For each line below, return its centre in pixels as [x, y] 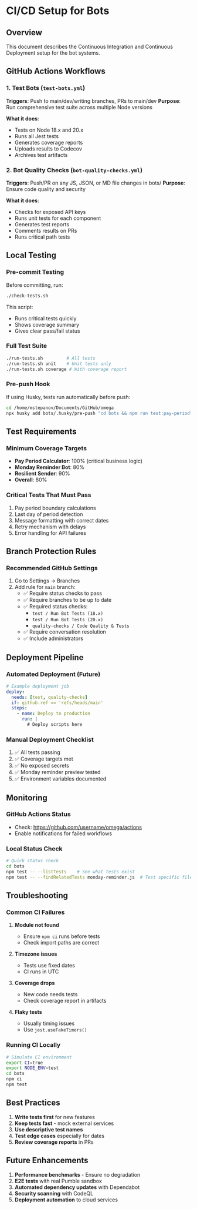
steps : [19, 708]
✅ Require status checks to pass [63, 593]
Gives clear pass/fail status [47, 331]
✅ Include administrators [53, 638]
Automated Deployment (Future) [53, 674]
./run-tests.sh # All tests [51, 358]
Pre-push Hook [28, 384]
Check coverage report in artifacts [65, 1001]
